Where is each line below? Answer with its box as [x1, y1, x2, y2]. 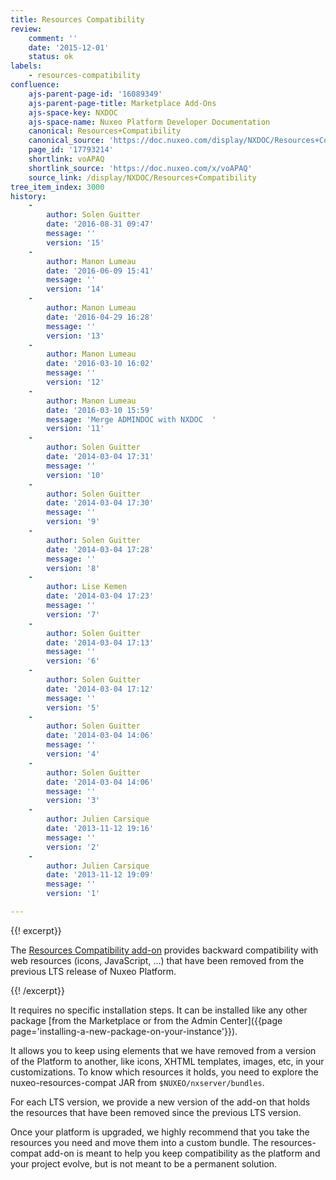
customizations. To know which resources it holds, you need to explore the [10, 1066, 319, 1078]
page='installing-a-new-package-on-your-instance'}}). [10, 1025, 238, 1037]
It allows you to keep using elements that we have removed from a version [10, 1044, 317, 1056]
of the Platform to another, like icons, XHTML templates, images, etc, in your [10, 1055, 325, 1067]
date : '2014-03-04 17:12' [46, 684, 155, 694]
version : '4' [46, 749, 101, 759]
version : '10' [46, 470, 105, 480]
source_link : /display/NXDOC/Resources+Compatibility [28, 172, 257, 183]
